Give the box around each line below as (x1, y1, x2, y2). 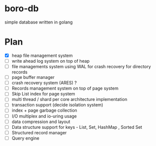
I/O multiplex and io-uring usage (11, 113, 77, 119)
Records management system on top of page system (11, 85, 118, 91)
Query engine (11, 135, 40, 141)
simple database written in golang (4, 19, 73, 25)
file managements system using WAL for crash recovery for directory (11, 64, 151, 69)
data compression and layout (11, 119, 70, 124)
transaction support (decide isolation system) (11, 102, 104, 108)
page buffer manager (11, 74, 55, 80)
